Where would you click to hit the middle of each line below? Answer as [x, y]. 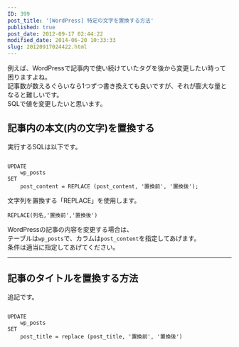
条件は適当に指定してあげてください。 [63, 247]
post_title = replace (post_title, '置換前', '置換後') [101, 336]
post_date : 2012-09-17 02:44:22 [55, 34]
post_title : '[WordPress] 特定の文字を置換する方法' [81, 21]
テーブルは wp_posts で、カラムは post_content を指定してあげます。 [104, 238]
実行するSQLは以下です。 [44, 146]
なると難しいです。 [35, 95]
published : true [31, 27]
